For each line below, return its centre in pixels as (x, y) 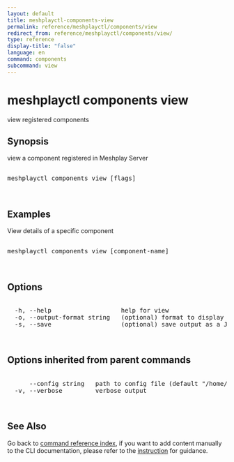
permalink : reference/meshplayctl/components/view (82, 27)
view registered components (48, 119)
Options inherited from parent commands (99, 360)
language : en (26, 53)
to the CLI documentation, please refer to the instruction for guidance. (108, 450)
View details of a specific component (60, 231)
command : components (37, 59)
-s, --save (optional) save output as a (117, 324)
